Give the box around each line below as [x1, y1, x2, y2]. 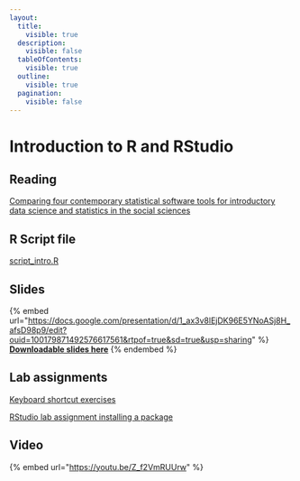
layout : [9, 13, 39, 23]
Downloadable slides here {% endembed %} [9, 344, 177, 355]
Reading [9, 171, 57, 187]
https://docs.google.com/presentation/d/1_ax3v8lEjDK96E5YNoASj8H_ [27, 315, 291, 326]
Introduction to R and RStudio [9, 136, 234, 156]
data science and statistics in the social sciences [9, 205, 191, 217]
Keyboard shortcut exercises [9, 393, 116, 404]
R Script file [9, 231, 77, 246]
